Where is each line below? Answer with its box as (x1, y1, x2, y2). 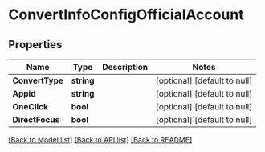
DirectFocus (12, 114, 60, 125)
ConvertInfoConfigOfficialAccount (8, 6, 244, 24)
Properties (8, 38, 63, 51)
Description (102, 62, 149, 72)
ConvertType (12, 75, 64, 86)
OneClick (12, 101, 49, 112)
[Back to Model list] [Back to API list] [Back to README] (8, 135, 193, 144)
